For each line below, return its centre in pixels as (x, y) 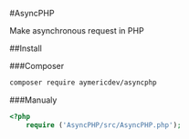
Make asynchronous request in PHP (77, 30)
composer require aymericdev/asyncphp (83, 83)
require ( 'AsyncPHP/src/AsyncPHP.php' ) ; (104, 125)
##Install (26, 48)
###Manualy (33, 100)
